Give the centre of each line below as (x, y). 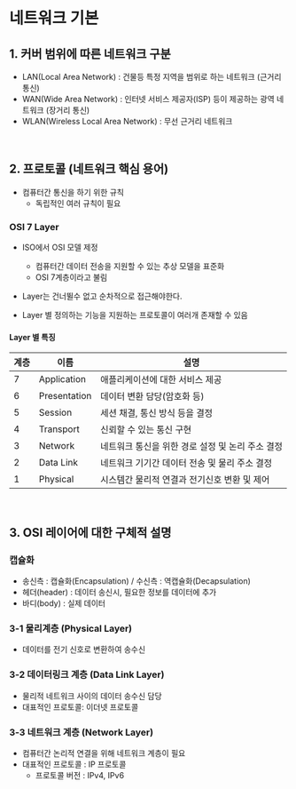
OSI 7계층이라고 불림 (71, 277)
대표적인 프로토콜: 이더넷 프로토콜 (80, 706)
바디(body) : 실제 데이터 (64, 603)
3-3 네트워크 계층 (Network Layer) (81, 732)
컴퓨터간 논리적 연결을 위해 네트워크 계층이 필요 (104, 753)
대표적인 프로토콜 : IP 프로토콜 (74, 764)
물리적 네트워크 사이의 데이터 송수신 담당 (92, 696)
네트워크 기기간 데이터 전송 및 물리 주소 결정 (187, 463)
